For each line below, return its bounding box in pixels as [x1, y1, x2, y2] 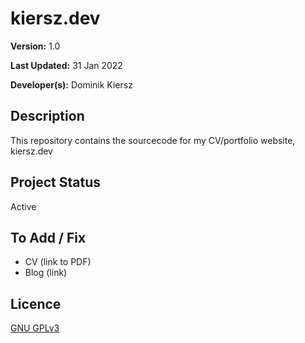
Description [10, 108, 85, 125]
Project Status [10, 174, 102, 191]
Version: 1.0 [10, 40, 61, 52]
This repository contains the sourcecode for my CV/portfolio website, [10, 134, 296, 146]
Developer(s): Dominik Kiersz [10, 78, 133, 91]
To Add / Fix [10, 229, 87, 246]
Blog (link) [24, 267, 68, 279]
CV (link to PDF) [24, 256, 92, 268]
